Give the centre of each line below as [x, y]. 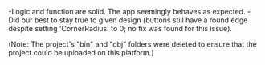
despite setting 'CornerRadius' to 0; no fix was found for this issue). [120, 28]
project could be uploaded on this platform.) [81, 53]
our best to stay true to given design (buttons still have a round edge [135, 20]
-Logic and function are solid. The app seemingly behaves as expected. [127, 12]
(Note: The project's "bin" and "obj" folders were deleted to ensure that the [132, 44]
